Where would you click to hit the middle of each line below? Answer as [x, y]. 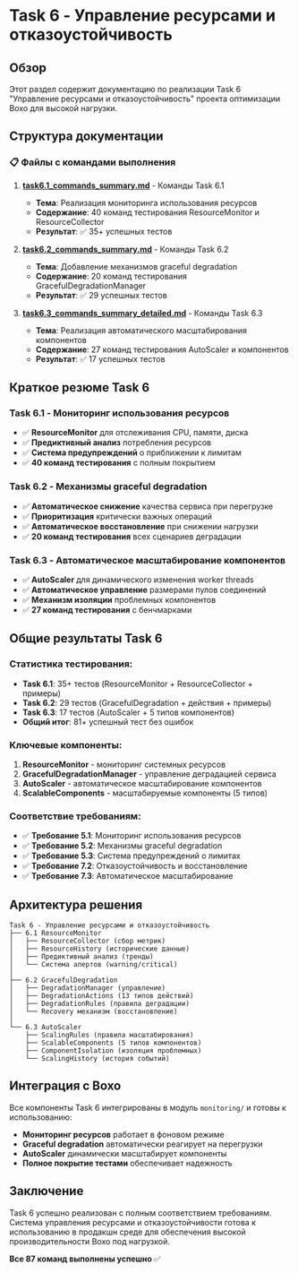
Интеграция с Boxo [65, 1086]
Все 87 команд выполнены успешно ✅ [85, 1259]
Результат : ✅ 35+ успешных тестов [104, 231]
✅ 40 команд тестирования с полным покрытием [119, 463]
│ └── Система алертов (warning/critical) [94, 965]
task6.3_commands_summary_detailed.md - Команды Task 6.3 [142, 313]
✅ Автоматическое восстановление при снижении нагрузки [140, 526]
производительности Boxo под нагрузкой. [89, 1241]
